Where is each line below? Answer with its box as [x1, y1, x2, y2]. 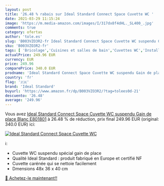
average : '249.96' [5, 98, 42, 103]
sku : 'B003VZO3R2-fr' [5, 43, 49, 48]
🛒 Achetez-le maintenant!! [5, 175, 58, 181]
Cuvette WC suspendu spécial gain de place [12, 150, 102, 156]
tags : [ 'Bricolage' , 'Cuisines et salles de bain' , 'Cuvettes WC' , [5, 48, 143, 53]
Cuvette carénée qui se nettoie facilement [12, 161, 97, 167]
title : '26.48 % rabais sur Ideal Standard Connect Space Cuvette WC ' [5, 12, 154, 17]
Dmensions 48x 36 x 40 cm [12, 166, 68, 172]
